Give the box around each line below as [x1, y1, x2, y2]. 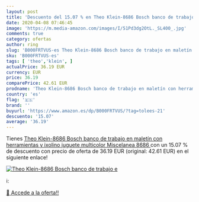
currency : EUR [6, 69, 41, 75]
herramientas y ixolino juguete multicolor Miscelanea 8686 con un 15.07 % [6, 142, 188, 149]
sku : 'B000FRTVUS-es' [6, 53, 60, 59]
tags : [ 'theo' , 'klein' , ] [6, 58, 73, 64]
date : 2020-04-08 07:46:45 [6, 20, 73, 25]
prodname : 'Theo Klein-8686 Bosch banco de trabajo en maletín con [6, 86, 176, 92]
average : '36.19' [6, 119, 49, 125]
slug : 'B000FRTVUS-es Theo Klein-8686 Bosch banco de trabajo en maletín [6, 47, 192, 53]
